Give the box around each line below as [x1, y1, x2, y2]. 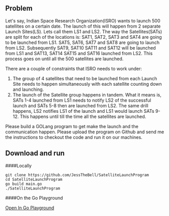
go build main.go [5, 181, 42, 186]
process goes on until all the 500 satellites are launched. [5, 56, 124, 62]
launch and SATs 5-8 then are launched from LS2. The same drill [12, 102, 149, 109]
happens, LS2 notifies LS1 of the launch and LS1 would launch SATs [12, 108, 154, 114]
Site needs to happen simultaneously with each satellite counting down [12, 81, 162, 87]
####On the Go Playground [5, 195, 63, 201]
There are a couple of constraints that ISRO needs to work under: [5, 65, 143, 71]
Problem [5, 4, 33, 13]
